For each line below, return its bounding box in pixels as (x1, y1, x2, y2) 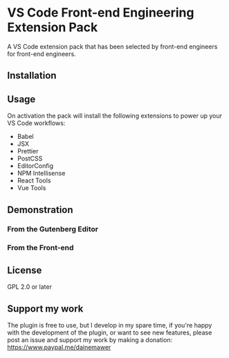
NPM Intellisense (17, 169, 66, 178)
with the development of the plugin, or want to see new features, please (7, 328, 212, 337)
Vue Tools (17, 184, 46, 192)
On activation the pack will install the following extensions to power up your (7, 112, 223, 120)
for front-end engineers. (7, 50, 76, 58)
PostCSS (17, 154, 43, 163)
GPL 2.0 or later (7, 283, 52, 291)
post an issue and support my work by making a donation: (7, 336, 173, 343)
